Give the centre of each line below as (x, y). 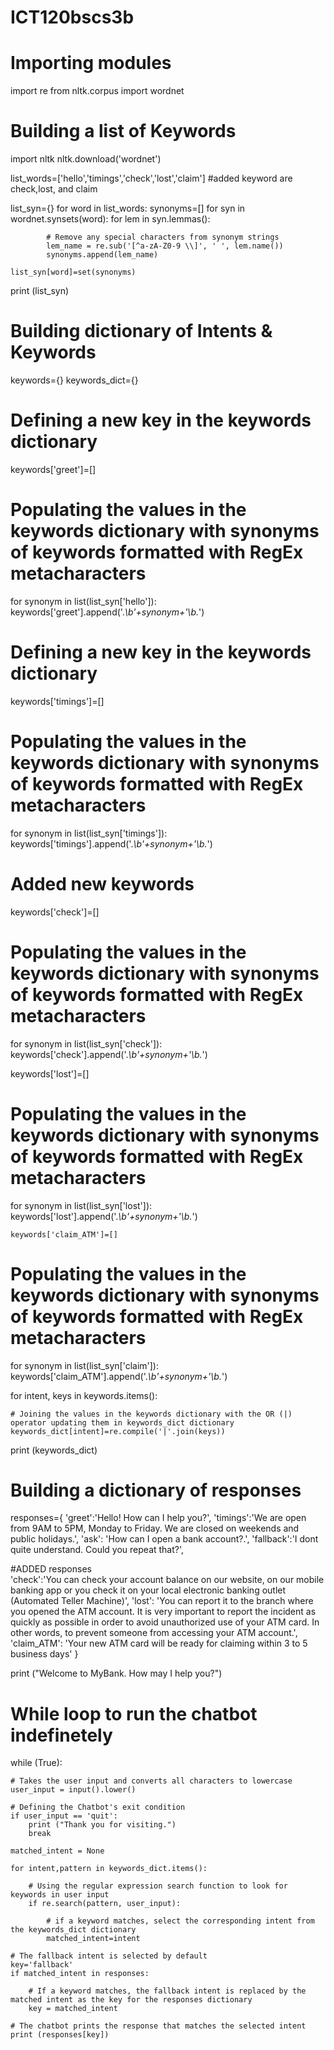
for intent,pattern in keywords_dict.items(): (109, 1869)
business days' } (44, 1654)
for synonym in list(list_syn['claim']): (85, 1365)
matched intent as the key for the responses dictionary (131, 2000)
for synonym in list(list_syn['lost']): (81, 1205)
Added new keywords (102, 883)
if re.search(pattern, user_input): (105, 1904)
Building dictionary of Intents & (141, 331)
